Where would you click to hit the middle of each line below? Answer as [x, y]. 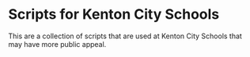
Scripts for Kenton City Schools [114, 14]
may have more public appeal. [57, 44]
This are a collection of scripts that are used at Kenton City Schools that [125, 36]
